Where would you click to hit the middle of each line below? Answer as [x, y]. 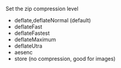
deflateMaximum [35, 39]
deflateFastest [32, 33]
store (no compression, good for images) [65, 59]
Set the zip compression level [42, 9]
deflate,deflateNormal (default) [52, 20]
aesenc [23, 52]
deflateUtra [28, 46]
